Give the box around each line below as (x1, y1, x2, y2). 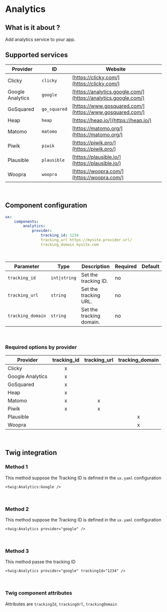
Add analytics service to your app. (5, 36, 76, 42)
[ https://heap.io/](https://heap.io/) (72, 117, 152, 124)
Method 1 (5, 463, 28, 470)
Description (81, 262, 110, 269)
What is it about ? (5, 23, 61, 32)
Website (105, 66, 126, 73)
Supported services (5, 51, 68, 59)
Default (141, 262, 160, 269)
